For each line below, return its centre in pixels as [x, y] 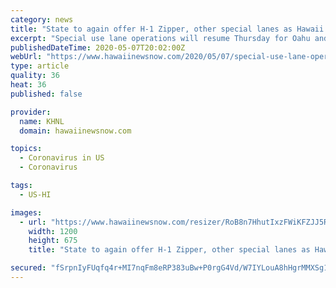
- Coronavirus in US [62, 158]
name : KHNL [42, 121]
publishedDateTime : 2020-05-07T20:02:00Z [98, 47]
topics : [26, 149]
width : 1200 [53, 231]
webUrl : [26, 57]
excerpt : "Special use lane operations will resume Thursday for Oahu [160, 38]
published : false [46, 94]
